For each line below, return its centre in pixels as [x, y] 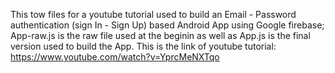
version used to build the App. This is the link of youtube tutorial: [143, 46]
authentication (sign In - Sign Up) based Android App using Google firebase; [167, 25]
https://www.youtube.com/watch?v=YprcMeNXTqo [115, 57]
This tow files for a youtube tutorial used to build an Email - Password [153, 14]
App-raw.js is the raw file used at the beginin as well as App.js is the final [160, 35]
